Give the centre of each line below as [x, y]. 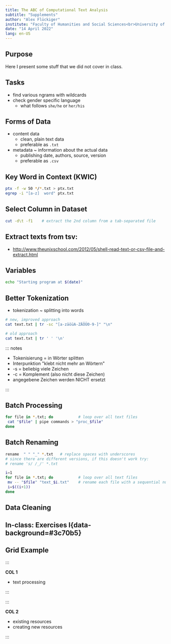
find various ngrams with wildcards [49, 95]
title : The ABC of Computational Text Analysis [57, 10]
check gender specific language [46, 100]
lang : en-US [18, 34]
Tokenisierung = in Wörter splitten [48, 358]
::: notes [14, 348]
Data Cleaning [28, 508]
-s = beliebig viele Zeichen [40, 369]
